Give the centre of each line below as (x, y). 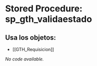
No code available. (24, 59)
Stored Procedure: (44, 9)
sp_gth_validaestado (48, 19)
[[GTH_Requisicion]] (33, 49)
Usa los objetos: (31, 37)
